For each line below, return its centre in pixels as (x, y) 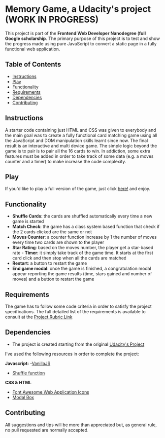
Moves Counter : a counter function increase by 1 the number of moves (84, 237)
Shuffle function (29, 373)
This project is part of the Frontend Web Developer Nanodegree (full (76, 33)
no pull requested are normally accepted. (47, 430)
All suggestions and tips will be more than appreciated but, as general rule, (81, 425)
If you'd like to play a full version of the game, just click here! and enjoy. (78, 189)
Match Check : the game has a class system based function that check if (86, 227)
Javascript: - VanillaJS (28, 363)
